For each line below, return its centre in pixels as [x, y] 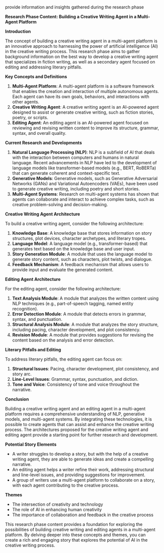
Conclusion [17, 399]
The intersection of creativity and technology [58, 504]
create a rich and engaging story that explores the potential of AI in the [76, 540]
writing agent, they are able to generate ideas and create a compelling [83, 459]
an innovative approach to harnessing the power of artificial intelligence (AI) [82, 46]
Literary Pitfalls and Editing [33, 350]
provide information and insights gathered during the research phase [75, 7]
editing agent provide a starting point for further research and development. [82, 435]
